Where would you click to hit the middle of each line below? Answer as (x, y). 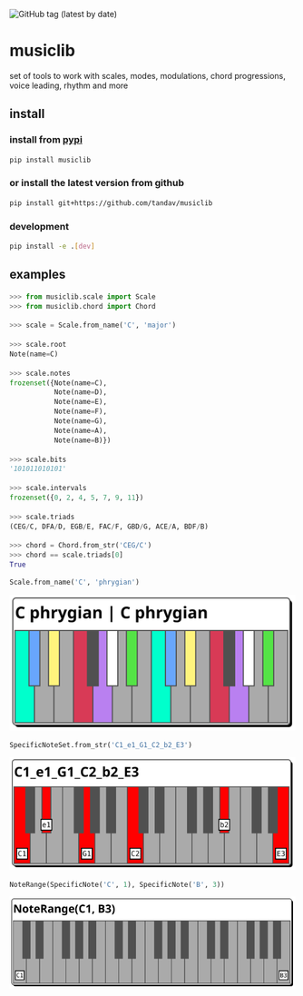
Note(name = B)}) (83, 440)
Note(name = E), (80, 402)
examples (38, 275)
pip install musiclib (50, 160)
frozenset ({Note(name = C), (58, 383)
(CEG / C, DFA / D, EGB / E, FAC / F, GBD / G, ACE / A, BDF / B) (109, 527)
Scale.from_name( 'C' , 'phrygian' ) (75, 582)
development (39, 226)
